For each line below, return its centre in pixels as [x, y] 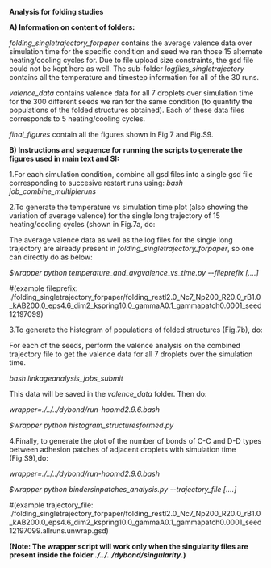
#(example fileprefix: [44, 288]
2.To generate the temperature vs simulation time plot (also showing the [129, 207]
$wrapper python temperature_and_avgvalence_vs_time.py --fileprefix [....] [134, 273]
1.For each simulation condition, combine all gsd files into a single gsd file [131, 174]
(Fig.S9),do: [29, 458]
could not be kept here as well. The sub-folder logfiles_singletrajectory [127, 69]
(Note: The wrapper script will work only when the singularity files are [129, 546]
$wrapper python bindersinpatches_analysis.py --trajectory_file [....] [123, 489]
